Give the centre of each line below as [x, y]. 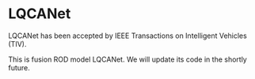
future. [19, 67]
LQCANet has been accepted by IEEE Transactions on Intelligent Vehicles [127, 36]
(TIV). [17, 43]
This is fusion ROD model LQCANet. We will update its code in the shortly [127, 59]
